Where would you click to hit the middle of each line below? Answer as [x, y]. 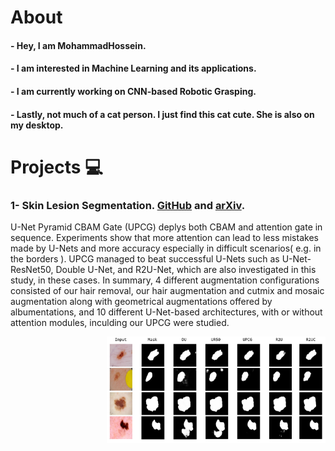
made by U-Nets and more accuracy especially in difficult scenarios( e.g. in [166, 248]
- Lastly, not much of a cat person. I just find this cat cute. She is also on [162, 114]
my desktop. [37, 125]
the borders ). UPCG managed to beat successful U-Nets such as [145, 259]
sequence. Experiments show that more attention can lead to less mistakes [164, 238]
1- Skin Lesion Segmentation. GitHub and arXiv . [128, 205]
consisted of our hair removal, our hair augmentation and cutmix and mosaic [167, 291]
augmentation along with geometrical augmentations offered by [141, 302]
